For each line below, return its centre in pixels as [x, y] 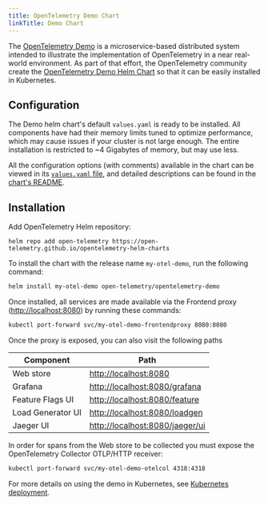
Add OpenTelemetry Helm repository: [70, 227]
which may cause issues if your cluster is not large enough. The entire [124, 142]
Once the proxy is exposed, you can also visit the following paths [115, 340]
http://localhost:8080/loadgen [146, 412]
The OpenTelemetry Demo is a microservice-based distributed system [124, 46]
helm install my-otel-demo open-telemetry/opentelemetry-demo [114, 287]
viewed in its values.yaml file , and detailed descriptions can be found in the [132, 174]
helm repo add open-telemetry [59, 242]
